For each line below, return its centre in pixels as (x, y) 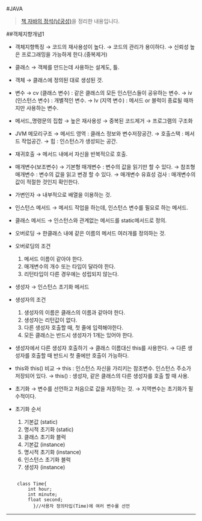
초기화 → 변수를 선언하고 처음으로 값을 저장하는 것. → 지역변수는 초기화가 (101, 388)
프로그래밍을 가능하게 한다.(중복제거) (64, 54)
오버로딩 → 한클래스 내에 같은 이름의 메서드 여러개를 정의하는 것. (90, 233)
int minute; (43, 494)
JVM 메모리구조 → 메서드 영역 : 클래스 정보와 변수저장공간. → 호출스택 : (99, 133)
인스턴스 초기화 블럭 (47, 459)
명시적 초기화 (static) (49, 429)
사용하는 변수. (42, 108)
